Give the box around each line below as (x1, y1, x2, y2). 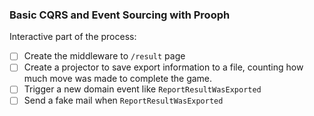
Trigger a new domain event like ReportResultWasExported (23, 83, 262, 95)
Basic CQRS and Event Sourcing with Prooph (9, 8, 231, 22)
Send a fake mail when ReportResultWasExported (23, 94, 224, 107)
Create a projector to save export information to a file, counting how (23, 61, 304, 73)
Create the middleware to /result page (23, 50, 186, 62)
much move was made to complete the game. (23, 73, 213, 85)
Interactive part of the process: (9, 31, 137, 43)
